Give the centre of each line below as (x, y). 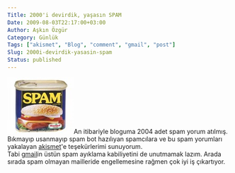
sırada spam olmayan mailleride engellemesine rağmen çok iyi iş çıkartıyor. (116, 161)
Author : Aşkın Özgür (38, 30)
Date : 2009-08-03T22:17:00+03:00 (57, 22)
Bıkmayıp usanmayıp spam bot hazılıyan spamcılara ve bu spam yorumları (115, 139)
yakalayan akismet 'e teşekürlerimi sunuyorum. (75, 146)
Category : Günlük (33, 38)
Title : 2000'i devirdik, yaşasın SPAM (64, 15)
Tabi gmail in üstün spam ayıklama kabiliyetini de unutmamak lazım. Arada (114, 154)
